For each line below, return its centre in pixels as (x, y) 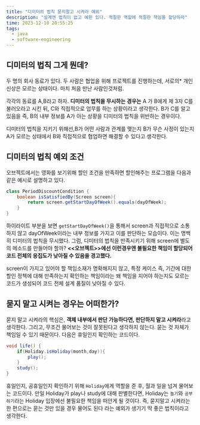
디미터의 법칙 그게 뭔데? (47, 66)
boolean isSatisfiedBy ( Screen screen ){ (67, 197)
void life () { (24, 346)
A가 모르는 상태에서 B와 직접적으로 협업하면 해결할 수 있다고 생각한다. (87, 136)
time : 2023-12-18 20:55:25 (40, 23)
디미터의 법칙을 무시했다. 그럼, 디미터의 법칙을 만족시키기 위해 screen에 (96, 241)
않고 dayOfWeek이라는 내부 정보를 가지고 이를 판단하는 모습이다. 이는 (99, 233)
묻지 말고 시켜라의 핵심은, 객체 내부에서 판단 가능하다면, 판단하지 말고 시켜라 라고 (99, 319)
